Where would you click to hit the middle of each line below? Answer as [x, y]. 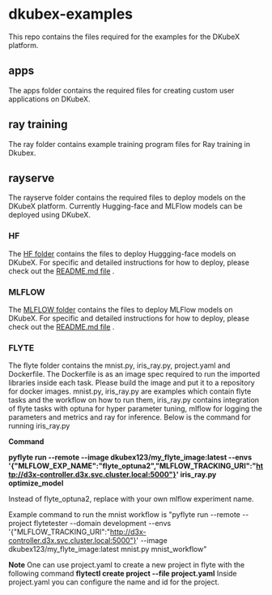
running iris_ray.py [39, 426]
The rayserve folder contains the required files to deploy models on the [127, 198]
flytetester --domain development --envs [102, 524]
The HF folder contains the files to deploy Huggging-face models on [122, 253]
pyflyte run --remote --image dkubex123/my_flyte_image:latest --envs [130, 457]
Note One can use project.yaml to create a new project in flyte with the [127, 565]
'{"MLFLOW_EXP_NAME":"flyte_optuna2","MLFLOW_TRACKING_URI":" [132, 466]
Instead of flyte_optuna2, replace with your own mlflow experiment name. [131, 499]
